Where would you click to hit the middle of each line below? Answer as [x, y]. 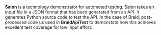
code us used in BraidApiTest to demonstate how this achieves [92, 22]
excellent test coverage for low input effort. [49, 27]
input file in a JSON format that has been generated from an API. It [72, 12]
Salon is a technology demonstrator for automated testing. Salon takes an [80, 7]
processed [16, 22]
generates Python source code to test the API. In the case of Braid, [73, 17]
